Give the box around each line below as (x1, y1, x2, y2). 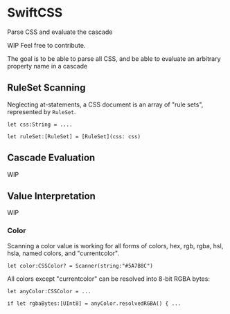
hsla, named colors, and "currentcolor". (7, 249, 120, 257)
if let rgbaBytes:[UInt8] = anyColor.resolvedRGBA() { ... (7, 299, 182, 307)
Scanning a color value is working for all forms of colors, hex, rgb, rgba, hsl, (7, 241, 224, 250)
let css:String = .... (7, 121, 73, 128)
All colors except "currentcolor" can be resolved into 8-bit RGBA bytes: (7, 275, 210, 283)
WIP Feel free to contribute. (7, 41, 86, 49)
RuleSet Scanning (7, 82, 86, 94)
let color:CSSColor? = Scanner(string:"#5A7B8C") (7, 262, 154, 269)
